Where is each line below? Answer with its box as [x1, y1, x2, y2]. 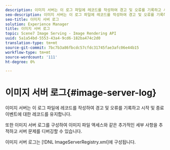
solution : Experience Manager [5, 21, 69, 27]
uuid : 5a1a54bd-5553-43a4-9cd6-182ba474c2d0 [5, 36, 101, 41]
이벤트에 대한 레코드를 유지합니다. [5, 111, 72, 117]
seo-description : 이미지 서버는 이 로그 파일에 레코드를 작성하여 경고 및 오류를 [5, 12, 154, 17]
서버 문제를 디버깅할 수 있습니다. [18, 128, 82, 134]
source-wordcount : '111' [5, 54, 58, 60]
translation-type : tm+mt [5, 41, 58, 46]
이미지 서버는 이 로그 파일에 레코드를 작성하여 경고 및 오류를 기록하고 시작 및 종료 [5, 105, 164, 111]
